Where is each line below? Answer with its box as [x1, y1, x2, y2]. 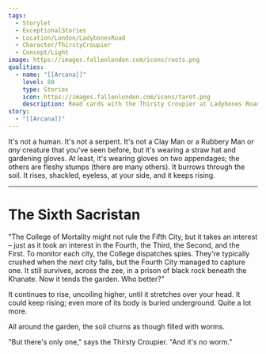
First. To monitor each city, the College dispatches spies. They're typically [8, 248, 250, 258]
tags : [8, 11, 26, 20]
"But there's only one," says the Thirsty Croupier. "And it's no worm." [8, 337, 233, 346]
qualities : [8, 63, 44, 71]
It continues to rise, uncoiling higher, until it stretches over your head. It [8, 289, 241, 298]
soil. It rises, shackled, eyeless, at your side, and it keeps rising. [8, 170, 215, 179]
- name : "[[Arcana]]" [15, 71, 87, 79]
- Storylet [15, 19, 51, 27]
